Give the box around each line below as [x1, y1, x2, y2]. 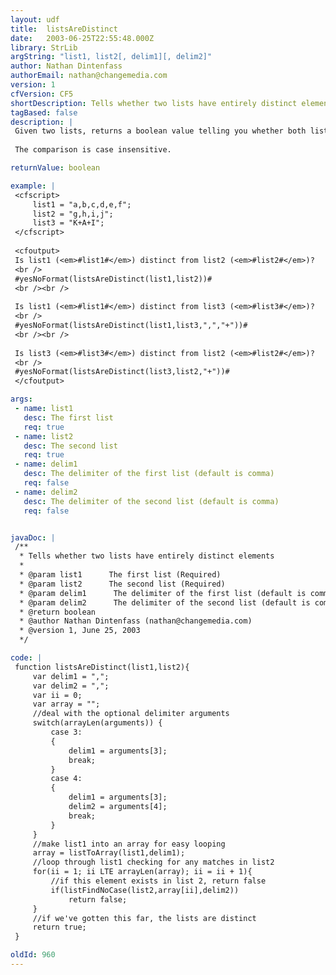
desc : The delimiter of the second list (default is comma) [23, 496, 280, 506]
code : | [10, 653, 43, 663]
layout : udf [10, 14, 60, 25]
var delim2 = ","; [32, 681, 110, 691]
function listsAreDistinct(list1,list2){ [14, 662, 190, 672]
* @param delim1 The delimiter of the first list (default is [19, 588, 307, 598]
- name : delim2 [14, 487, 78, 497]
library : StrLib [10, 42, 78, 53]
